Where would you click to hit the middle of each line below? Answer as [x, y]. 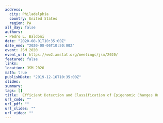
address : [14, 9]
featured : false [21, 59]
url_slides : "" [20, 109]
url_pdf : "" [17, 104]
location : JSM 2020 [25, 68]
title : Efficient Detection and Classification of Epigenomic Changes [79, 95]
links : [12, 63]
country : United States [33, 18]
